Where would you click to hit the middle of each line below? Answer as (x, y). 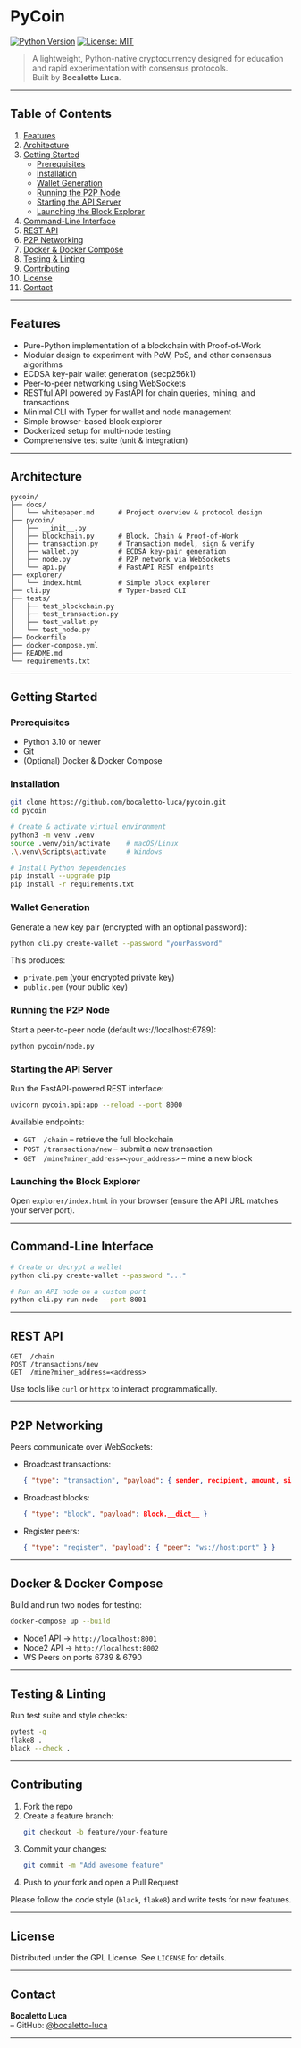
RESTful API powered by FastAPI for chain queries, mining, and (139, 393)
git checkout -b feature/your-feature (95, 1832)
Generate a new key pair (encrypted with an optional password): (128, 927)
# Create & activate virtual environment (88, 827)
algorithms (43, 364)
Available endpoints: (47, 1122)
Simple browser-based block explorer (92, 421)
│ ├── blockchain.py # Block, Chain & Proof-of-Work (125, 536)
